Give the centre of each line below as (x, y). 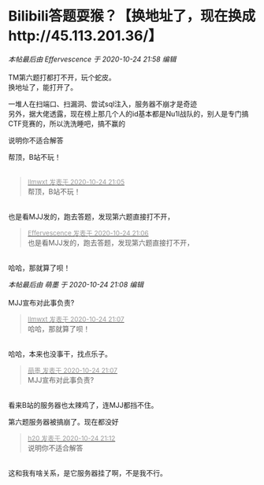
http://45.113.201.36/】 (86, 36)
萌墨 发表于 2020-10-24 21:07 (73, 370)
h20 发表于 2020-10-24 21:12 (71, 438)
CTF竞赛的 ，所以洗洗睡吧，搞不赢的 (67, 124)
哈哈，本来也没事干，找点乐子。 (60, 354)
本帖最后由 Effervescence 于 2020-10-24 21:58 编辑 (92, 59)
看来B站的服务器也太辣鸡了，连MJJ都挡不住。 (83, 405)
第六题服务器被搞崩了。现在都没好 (63, 421)
